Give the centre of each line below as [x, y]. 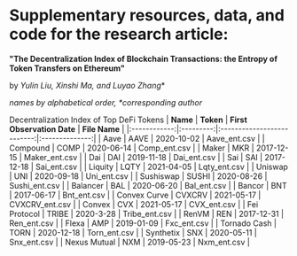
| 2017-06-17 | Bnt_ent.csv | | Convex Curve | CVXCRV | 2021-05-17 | [135, 195]
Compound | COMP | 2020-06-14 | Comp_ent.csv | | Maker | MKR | [132, 148]
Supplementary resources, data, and [147, 16]
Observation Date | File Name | [67, 128]
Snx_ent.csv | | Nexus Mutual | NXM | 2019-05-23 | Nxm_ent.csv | [129, 242]
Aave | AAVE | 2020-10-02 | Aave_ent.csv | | [184, 138]
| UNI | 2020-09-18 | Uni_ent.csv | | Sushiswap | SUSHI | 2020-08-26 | [138, 176]
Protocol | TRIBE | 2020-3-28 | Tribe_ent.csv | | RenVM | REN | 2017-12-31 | [147, 213]
